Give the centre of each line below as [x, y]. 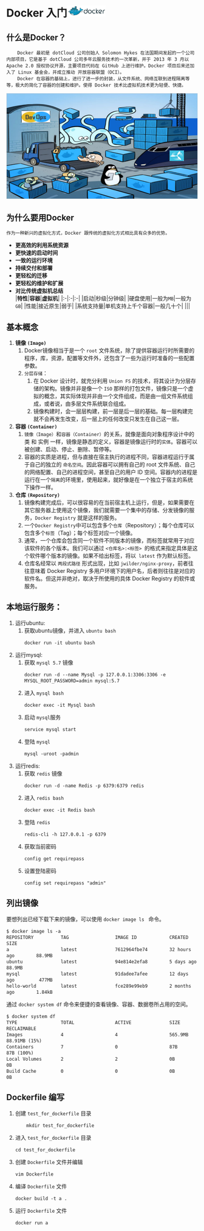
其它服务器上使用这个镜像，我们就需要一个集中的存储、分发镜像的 [107, 510]
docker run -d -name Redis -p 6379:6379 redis [84, 786]
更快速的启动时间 [36, 253]
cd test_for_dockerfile [45, 1150]
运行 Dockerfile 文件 [41, 1210]
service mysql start [50, 729]
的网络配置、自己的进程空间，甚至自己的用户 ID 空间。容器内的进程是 [111, 472]
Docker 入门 [37, 13]
